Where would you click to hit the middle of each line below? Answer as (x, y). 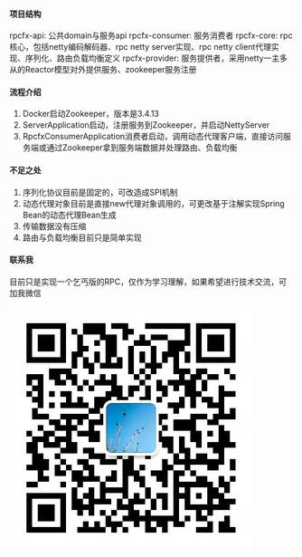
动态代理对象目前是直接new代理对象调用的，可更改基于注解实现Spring (153, 203)
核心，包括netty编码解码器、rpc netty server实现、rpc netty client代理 (140, 47)
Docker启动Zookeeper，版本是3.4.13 (91, 114)
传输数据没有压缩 (54, 226)
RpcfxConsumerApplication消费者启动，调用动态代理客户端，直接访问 (153, 137)
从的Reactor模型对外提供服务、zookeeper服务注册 (103, 70)
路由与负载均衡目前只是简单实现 (82, 237)
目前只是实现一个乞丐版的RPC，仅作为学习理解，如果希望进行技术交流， (144, 282)
